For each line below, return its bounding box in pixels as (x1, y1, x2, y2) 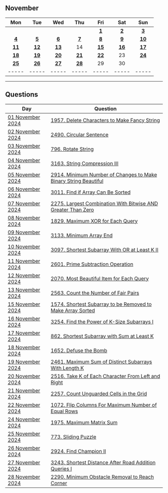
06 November (7, 185, 40, 192)
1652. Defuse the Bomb (50, 347, 107, 354)
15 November (7, 300, 40, 307)
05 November (7, 171, 40, 178)
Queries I (50, 465, 72, 472)
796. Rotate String (50, 145, 94, 152)
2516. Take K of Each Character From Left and (50, 372, 160, 379)
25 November (7, 430, 40, 437)
